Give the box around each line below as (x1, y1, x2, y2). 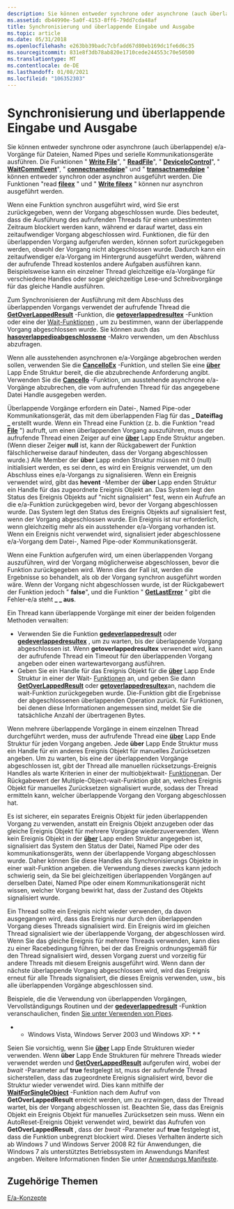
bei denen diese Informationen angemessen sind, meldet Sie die (17, 704, 202, 712)
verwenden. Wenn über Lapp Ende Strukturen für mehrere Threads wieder (7, 1052, 221, 1060)
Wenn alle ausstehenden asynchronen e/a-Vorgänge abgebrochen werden (7, 353, 221, 362)
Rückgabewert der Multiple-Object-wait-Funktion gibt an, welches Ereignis (7, 776, 221, 785)
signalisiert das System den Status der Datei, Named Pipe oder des (7, 842, 200, 850)
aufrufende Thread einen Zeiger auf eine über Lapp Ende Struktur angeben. (7, 433, 225, 442)
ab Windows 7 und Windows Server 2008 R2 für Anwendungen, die (7, 1140, 202, 1148)
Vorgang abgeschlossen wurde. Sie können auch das (7, 325, 160, 334)
